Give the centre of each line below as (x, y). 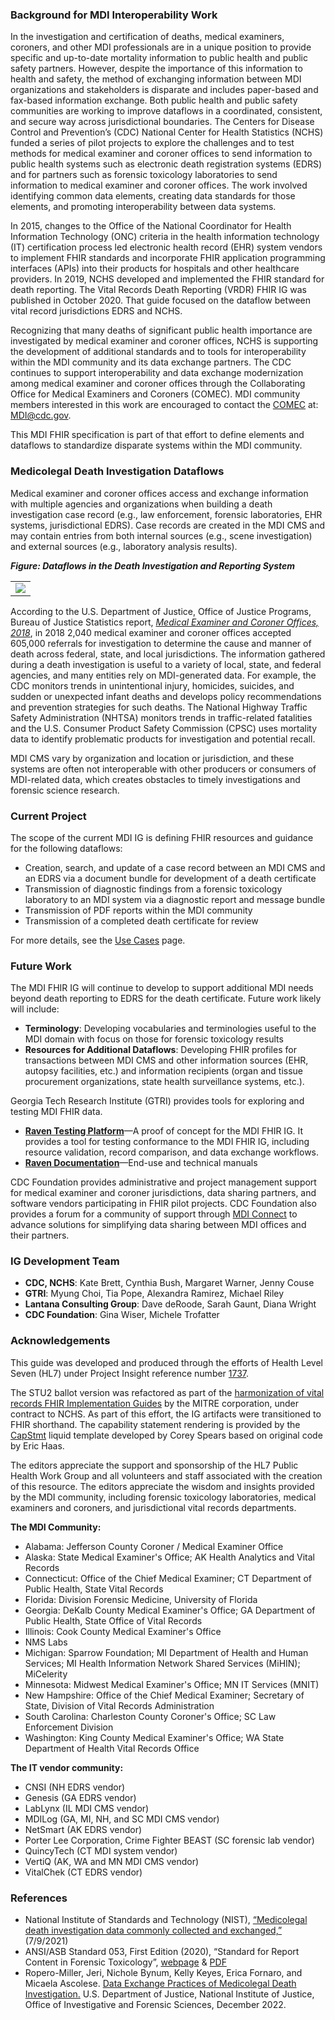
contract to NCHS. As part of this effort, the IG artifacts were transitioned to (166, 1414)
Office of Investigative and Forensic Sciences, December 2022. (155, 2005)
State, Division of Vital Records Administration (119, 1705)
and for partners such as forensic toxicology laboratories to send (144, 175)
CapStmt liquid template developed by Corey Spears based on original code (166, 1435)
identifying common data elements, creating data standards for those (153, 196)
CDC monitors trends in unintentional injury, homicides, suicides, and (152, 685)
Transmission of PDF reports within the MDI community (138, 910)
